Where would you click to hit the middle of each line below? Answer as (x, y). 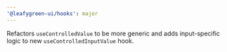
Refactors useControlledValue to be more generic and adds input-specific (113, 33)
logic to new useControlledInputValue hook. (70, 41)
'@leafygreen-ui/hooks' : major (52, 14)
